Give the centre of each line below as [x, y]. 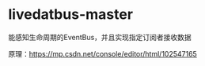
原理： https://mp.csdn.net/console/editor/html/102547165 [103, 53]
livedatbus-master [70, 15]
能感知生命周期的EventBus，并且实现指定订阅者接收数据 [100, 37]
